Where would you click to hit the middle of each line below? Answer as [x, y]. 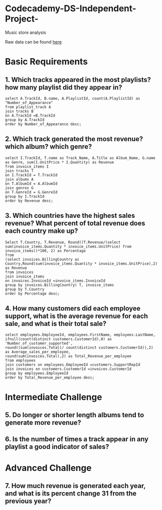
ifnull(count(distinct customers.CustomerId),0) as [58, 339]
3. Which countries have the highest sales [70, 216]
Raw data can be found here [33, 42]
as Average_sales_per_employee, [38, 352]
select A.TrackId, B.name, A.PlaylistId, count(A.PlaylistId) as [72, 98]
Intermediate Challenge [54, 397]
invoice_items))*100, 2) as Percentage [45, 251]
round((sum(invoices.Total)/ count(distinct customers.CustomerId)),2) [79, 348]
